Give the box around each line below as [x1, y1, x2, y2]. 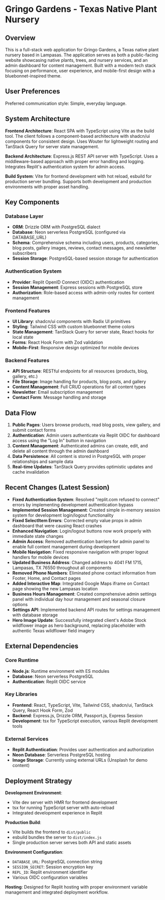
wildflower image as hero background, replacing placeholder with [12, 622, 146, 628]
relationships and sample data [12, 458, 74, 465]
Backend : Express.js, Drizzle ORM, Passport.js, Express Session [12, 712, 143, 718]
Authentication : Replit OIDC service [12, 678, 86, 685]
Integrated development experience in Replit [12, 810, 102, 816]
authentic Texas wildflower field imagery [12, 627, 95, 633]
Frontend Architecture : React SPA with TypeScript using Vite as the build [5, 127, 154, 134]
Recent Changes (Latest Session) [5, 483, 110, 492]
